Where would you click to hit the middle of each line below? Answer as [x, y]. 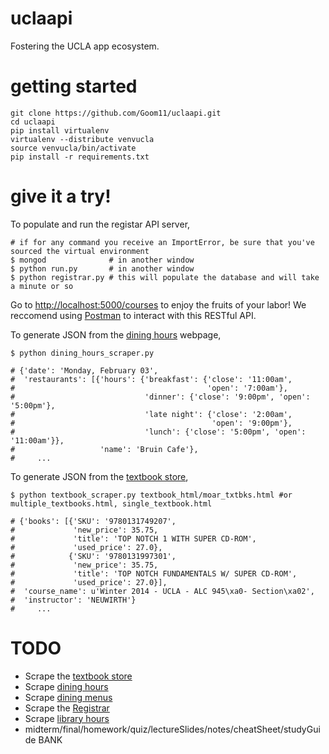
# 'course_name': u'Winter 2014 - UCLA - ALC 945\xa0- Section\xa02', [162, 591]
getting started [74, 86]
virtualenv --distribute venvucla [82, 139]
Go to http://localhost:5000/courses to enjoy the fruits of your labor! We [158, 304]
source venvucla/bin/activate [73, 148]
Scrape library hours [67, 718]
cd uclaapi [33, 122]
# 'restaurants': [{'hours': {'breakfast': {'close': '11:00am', [151, 379]
